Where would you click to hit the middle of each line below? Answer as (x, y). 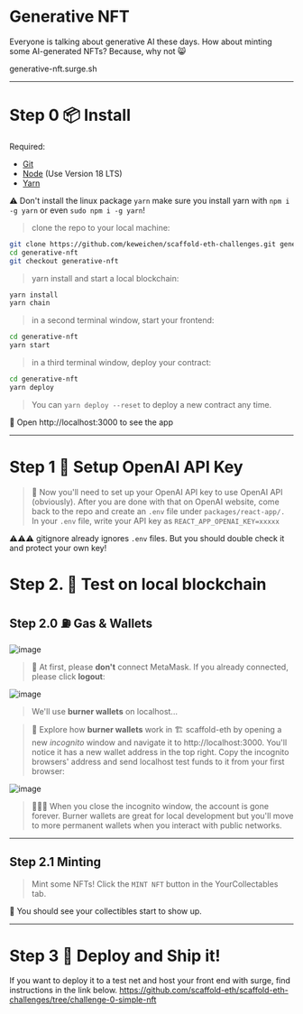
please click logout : (68, 676)
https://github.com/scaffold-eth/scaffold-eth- (204, 991)
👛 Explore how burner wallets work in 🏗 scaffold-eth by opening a (156, 729)
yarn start (30, 346)
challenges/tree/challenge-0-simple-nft (83, 1000)
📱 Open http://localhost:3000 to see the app (92, 422)
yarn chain (30, 303)
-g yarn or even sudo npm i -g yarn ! (78, 210)
